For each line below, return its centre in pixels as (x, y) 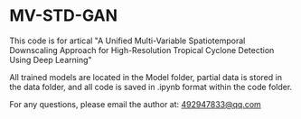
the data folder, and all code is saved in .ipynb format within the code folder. (151, 87)
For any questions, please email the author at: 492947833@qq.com (136, 104)
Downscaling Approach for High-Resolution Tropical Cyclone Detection (142, 50)
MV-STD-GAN (64, 16)
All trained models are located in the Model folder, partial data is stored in (146, 77)
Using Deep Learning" (51, 59)
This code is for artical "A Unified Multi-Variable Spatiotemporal (127, 41)
